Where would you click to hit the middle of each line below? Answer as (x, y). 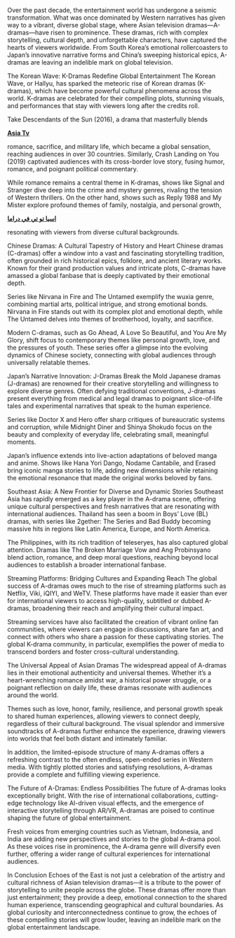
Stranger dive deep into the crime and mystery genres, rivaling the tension (115, 190)
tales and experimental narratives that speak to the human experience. (109, 406)
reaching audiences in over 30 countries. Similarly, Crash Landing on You (113, 154)
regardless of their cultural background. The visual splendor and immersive (116, 724)
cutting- (207, 795)
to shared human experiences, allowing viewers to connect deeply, (104, 716)
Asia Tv (19, 133)
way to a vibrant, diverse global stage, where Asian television (96, 25)
